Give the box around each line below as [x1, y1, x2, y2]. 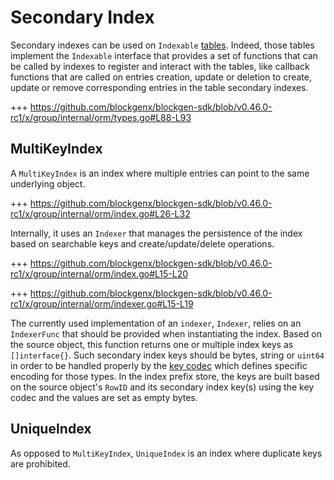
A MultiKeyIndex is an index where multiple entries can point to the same [10, 167, 310, 179]
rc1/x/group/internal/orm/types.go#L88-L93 [10, 111, 192, 123]
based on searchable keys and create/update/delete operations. [10, 237, 275, 250]
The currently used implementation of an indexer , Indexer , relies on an [10, 317, 302, 329]
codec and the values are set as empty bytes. [10, 391, 198, 403]
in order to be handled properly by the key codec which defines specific [10, 359, 308, 371]
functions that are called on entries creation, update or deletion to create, [10, 71, 312, 83]
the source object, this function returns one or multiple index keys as [10, 338, 294, 350]
